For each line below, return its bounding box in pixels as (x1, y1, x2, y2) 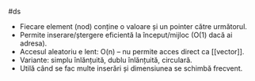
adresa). (19, 39, 48, 48)
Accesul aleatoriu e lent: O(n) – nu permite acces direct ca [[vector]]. (19, 47, 245, 56)
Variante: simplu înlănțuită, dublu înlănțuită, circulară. (19, 55, 192, 64)
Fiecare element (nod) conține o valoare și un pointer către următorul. (19, 22, 248, 31)
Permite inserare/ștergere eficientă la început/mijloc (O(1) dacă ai (19, 31, 233, 39)
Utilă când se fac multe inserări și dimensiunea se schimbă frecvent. (19, 64, 243, 73)
